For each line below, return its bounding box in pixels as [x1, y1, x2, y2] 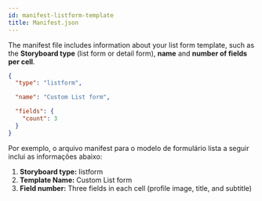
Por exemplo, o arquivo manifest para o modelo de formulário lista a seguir [8, 143, 249, 153]
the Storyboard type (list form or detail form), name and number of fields [8, 48, 248, 58]
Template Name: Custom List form [19, 175, 133, 185]
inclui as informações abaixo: [8, 152, 103, 161]
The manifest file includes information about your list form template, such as [8, 40, 255, 49]
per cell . [8, 56, 35, 66]
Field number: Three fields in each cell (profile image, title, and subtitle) [19, 183, 253, 192]
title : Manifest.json [8, 19, 79, 27]
